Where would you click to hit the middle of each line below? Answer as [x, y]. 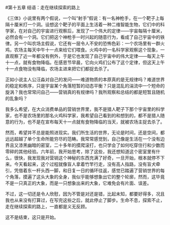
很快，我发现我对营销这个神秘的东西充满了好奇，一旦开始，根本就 [83, 158]
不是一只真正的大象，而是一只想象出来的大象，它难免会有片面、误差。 [78, 183]
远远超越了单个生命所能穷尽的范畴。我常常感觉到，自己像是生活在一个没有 [83, 139]
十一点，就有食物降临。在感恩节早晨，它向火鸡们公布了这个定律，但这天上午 [85, 62]
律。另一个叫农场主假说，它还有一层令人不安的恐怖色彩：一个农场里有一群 [83, 43]
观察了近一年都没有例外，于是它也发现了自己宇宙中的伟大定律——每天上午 [87, 56]
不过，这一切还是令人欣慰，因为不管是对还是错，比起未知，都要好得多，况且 [85, 194]
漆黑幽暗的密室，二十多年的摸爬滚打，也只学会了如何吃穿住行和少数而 [92, 145]
